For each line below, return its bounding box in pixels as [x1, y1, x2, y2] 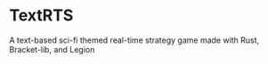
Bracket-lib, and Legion [9, 44, 95, 54]
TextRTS [9, 5, 74, 26]
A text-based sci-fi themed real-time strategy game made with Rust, [9, 35, 260, 45]
